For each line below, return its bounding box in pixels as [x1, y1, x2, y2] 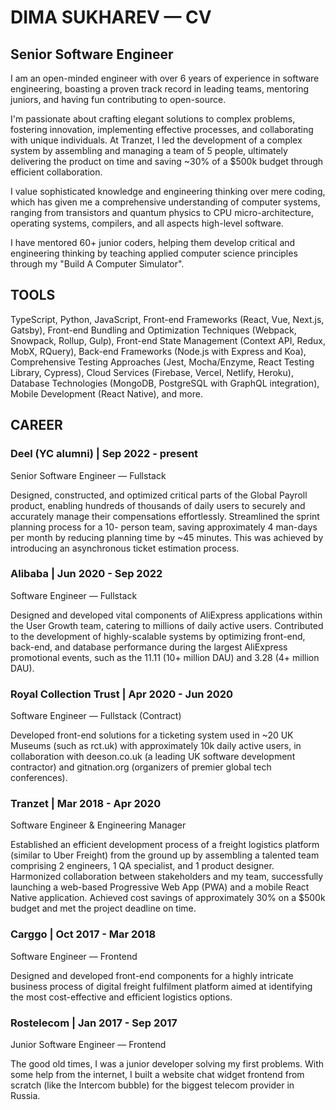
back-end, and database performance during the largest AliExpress [10, 641, 288, 653]
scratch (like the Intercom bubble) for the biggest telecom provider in [10, 1079, 295, 1091]
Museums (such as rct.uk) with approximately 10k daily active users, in [10, 740, 302, 752]
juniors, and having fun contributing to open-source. [10, 94, 227, 105]
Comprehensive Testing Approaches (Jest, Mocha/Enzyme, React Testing [10, 356, 315, 368]
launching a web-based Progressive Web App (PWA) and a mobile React [10, 881, 310, 893]
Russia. [10, 1089, 41, 1101]
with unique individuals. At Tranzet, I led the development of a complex [10, 134, 303, 146]
